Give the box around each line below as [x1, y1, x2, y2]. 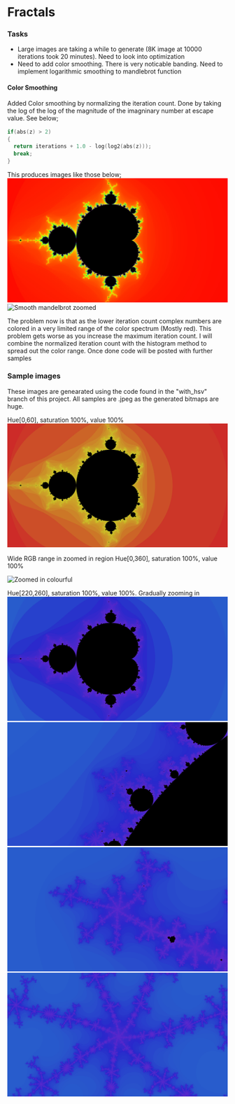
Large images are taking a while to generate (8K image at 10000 [17, 45, 203, 53]
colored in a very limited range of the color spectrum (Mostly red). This [7, 324, 212, 332]
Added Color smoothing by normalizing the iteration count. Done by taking [7, 99, 222, 107]
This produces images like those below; [7, 171, 122, 179]
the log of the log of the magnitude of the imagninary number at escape [7, 106, 214, 115]
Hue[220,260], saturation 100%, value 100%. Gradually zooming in [7, 589, 200, 597]
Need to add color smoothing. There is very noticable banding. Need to [17, 60, 223, 69]
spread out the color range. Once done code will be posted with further [7, 346, 213, 355]
